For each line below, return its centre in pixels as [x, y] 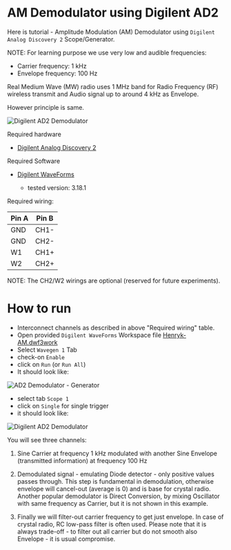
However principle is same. [46, 107]
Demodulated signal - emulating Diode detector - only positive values [116, 474]
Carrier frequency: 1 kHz [52, 66]
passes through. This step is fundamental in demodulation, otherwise [115, 481]
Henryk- [175, 335]
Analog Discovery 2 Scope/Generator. [61, 39]
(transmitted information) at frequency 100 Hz [82, 460]
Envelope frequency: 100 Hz [57, 73]
